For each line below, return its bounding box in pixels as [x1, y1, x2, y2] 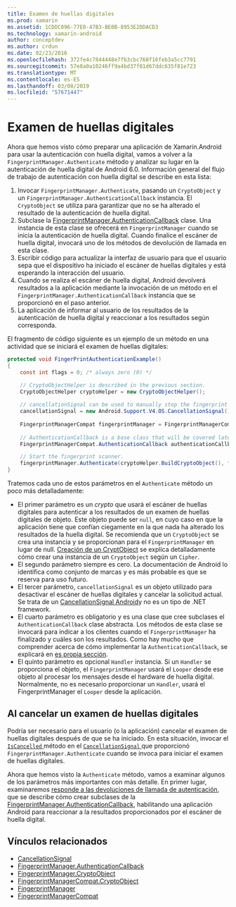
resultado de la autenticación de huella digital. [17, 209, 151, 217]
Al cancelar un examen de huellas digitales [7, 708, 199, 720]
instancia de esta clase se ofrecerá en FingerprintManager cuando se [17, 223, 218, 233]
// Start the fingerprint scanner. [20, 453, 124, 460]
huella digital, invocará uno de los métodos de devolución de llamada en [17, 239, 227, 247]
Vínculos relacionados [7, 836, 107, 848]
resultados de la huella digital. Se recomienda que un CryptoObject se [17, 530, 220, 539]
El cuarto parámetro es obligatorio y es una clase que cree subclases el [17, 612, 225, 621]
